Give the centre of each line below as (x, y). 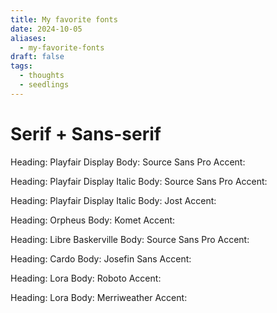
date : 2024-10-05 (46, 29)
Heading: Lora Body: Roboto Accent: (86, 278)
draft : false (37, 57)
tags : (21, 66)
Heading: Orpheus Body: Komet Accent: (93, 220)
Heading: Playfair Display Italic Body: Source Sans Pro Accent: (139, 181)
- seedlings (44, 85)
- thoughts (42, 76)
